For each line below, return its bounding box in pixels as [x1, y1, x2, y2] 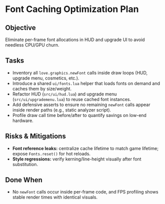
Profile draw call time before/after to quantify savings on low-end [12, 112, 147, 118]
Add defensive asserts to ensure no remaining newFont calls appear [12, 101, 151, 107]
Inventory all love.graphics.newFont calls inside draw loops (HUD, [12, 69, 148, 75]
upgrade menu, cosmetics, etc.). [12, 75, 80, 81]
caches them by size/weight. [12, 85, 72, 91]
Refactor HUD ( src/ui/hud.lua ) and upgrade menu [12, 91, 117, 97]
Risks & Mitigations [5, 132, 66, 140]
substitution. [12, 161, 38, 167]
